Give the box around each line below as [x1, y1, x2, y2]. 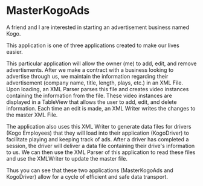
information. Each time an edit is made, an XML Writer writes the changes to [6, 104, 196, 112]
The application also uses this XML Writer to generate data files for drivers [6, 123, 192, 130]
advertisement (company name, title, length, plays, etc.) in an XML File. [6, 79, 183, 86]
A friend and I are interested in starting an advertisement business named [6, 24, 190, 31]
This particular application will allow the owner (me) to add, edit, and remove [6, 60, 197, 67]
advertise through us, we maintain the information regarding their [6, 72, 169, 80]
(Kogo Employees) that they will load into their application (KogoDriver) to [6, 129, 189, 136]
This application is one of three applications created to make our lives [6, 42, 179, 49]
